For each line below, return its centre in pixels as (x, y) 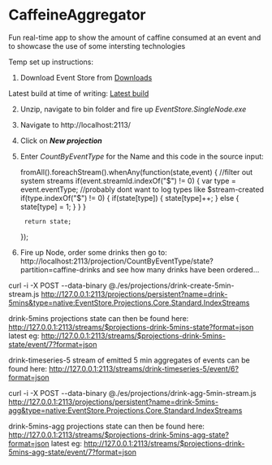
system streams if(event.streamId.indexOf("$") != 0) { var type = (128, 180)
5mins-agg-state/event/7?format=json (72, 452)
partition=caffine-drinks (60, 269)
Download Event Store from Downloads (86, 77)
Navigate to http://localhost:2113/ (76, 124)
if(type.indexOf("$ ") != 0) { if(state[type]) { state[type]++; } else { (130, 198)
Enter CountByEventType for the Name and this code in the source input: (142, 156)
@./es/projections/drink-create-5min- (171, 285)
